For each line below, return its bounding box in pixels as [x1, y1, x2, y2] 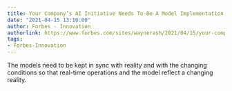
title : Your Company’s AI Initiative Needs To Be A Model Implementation [7, 10, 224, 17]
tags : [7, 36, 23, 43]
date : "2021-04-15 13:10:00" [7, 17, 91, 23]
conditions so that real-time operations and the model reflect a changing [7, 68, 213, 77]
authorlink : [7, 29, 41, 37]
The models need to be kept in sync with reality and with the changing [7, 61, 207, 69]
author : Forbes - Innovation [7, 23, 91, 30]
